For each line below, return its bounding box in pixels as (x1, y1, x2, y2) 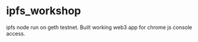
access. (6, 30, 25, 37)
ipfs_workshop (6, 4, 81, 18)
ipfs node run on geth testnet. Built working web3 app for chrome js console (6, 24, 193, 31)
